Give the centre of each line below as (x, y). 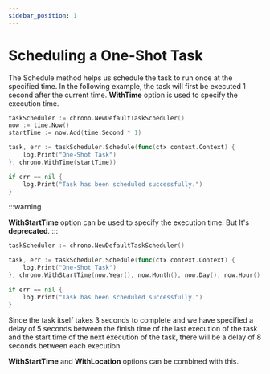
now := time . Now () (39, 125)
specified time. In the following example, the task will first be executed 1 (127, 86)
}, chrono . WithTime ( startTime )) (62, 162)
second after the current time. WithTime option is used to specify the (123, 95)
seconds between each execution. (65, 345)
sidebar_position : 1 (43, 16)
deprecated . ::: (33, 231)
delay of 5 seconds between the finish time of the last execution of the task (133, 328)
